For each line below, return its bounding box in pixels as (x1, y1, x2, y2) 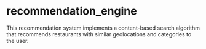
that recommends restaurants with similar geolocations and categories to (6, 30, 192, 38)
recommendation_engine (6, 4, 137, 18)
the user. (6, 37, 29, 44)
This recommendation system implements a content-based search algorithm (6, 24, 200, 31)
